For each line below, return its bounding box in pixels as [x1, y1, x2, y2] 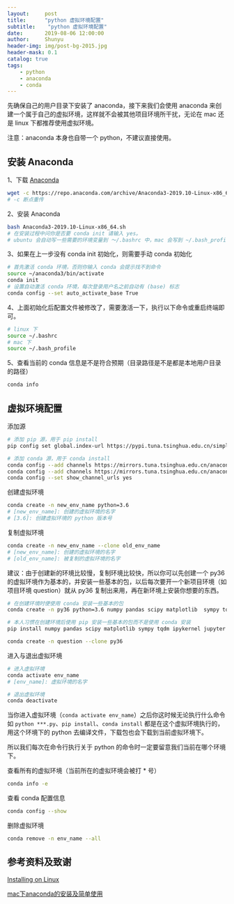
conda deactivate [7, 697, 58, 704]
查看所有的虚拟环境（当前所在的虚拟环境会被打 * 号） [7, 767, 160, 775]
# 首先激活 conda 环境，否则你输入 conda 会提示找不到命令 [7, 264, 162, 271]
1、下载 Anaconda [7, 176, 59, 185]
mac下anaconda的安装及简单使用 [7, 889, 103, 898]
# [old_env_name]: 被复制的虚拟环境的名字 [7, 555, 120, 562]
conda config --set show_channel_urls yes [7, 474, 132, 481]
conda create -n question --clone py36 [7, 638, 123, 645]
